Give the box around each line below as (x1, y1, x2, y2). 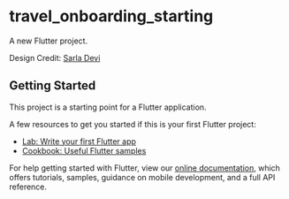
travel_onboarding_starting (9, 6, 214, 27)
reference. (9, 181, 47, 192)
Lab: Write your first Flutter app (21, 135, 137, 147)
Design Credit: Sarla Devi (9, 52, 101, 63)
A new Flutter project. (9, 35, 88, 46)
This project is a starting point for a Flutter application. (9, 102, 207, 112)
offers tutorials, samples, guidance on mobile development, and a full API (9, 172, 276, 182)
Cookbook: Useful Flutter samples (21, 145, 147, 156)
